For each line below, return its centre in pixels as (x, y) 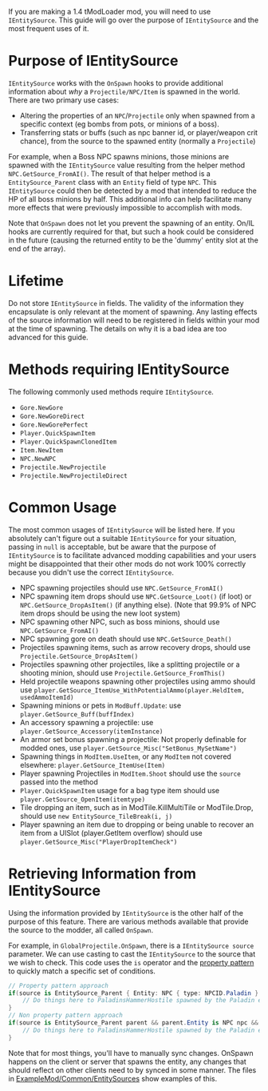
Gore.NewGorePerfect (54, 425)
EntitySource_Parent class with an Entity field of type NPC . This (112, 182)
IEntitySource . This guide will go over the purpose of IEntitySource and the (134, 20)
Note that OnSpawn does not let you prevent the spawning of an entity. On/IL (132, 223)
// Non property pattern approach (66, 1016)
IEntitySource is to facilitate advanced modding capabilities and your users (132, 555)
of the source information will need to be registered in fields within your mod (134, 320)
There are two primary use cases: (64, 100)
